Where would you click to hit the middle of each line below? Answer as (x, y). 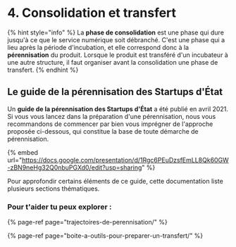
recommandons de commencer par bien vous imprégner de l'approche (110, 124)
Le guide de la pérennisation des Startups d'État (115, 92)
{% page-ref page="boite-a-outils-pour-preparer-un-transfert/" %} (105, 236)
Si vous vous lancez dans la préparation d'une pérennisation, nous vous (112, 116)
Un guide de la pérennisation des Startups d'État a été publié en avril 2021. (118, 109)
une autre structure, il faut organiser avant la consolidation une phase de (113, 62)
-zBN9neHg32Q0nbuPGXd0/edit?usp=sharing (75, 167)
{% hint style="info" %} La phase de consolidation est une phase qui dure (116, 32)
